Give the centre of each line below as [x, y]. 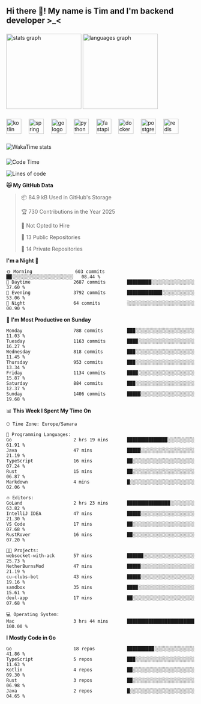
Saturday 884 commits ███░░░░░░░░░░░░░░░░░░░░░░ [100, 384]
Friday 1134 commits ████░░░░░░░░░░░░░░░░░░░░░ [100, 373]
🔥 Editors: [20, 498]
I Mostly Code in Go [31, 638]
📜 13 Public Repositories [51, 237]
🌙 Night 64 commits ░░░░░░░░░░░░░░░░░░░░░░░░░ [100, 304]
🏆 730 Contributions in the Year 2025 [68, 212]
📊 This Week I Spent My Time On [49, 411]
